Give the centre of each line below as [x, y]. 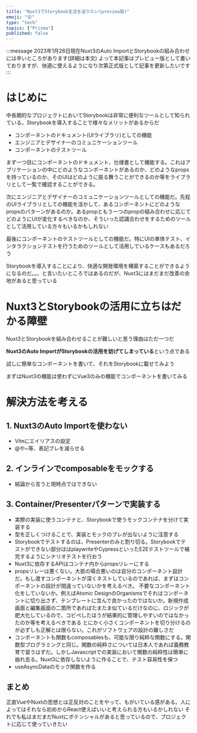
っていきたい [52, 724]
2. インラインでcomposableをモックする [80, 469]
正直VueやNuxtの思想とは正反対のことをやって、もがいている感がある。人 [96, 702]
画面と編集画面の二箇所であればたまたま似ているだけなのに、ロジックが [102, 608]
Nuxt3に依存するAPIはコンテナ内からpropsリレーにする [82, 564]
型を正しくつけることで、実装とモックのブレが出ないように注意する [96, 534]
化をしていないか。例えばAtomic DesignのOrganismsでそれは [89, 593]
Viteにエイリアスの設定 [43, 441]
